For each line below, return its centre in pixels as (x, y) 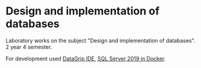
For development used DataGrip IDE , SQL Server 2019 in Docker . (86, 58)
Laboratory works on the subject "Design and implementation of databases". (100, 40)
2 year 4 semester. (29, 47)
